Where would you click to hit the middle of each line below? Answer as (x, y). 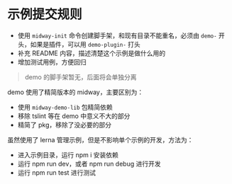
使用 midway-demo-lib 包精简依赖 (65, 107)
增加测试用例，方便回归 (52, 62)
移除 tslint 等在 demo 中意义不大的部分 (74, 116)
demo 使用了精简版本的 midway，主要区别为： (76, 92)
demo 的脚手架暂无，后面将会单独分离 (81, 77)
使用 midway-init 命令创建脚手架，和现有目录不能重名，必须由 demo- (117, 35)
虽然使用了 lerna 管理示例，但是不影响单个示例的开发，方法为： (100, 139)
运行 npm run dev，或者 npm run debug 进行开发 (89, 163)
